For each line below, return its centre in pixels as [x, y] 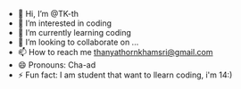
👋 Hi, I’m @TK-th [48, 14]
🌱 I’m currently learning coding [75, 32]
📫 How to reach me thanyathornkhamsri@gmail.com [115, 52]
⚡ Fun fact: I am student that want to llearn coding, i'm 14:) [125, 75]
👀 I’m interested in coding [65, 23]
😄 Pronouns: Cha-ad [57, 65]
